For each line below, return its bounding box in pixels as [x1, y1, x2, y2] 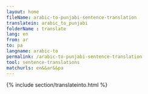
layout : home [6, 8, 39, 15]
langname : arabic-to [6, 48, 59, 54]
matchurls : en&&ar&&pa [6, 64, 64, 71]
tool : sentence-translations [6, 59, 80, 65]
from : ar [6, 37, 29, 43]
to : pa [6, 43, 23, 49]
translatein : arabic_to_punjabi [6, 20, 88, 26]
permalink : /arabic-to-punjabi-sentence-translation [6, 54, 143, 60]
